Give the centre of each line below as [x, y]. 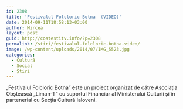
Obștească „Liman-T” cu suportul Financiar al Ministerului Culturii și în [91, 94]
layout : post [22, 33]
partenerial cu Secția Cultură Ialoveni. [51, 100]
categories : [21, 55]
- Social [22, 66]
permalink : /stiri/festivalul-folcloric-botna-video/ [73, 44]
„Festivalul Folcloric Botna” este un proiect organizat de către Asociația [92, 87]
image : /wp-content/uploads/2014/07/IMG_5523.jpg [68, 50]
